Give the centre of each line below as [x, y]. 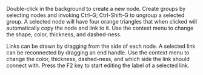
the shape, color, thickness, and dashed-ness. [64, 34]
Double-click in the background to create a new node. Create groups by [96, 9]
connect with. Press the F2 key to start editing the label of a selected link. [98, 65]
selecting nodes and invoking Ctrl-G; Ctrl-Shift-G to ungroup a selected [95, 15]
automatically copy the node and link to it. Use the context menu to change [100, 28]
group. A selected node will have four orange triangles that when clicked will [102, 21]
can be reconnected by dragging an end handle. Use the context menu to [98, 53]
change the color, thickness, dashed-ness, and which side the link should [98, 59]
